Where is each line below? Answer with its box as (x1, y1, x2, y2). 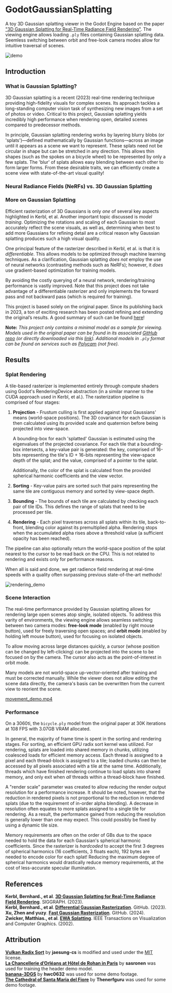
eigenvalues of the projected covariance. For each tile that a (12, 441, 140, 447)
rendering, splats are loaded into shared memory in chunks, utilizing (5, 746, 149, 753)
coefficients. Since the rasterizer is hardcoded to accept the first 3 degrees (5, 843, 164, 849)
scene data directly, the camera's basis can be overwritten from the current (5, 680, 165, 686)
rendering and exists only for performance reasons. (5, 556, 114, 562)
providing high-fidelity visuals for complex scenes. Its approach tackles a (5, 100, 160, 106)
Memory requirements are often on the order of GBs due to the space (5, 832, 152, 838)
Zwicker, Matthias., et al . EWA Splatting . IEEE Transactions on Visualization (5, 915, 166, 921)
